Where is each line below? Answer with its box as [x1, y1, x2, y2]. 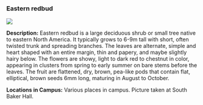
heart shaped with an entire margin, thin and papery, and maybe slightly [6, 49, 187, 56]
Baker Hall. [6, 93, 34, 100]
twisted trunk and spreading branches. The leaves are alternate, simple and [6, 42, 196, 50]
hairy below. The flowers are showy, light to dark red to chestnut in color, [6, 55, 190, 63]
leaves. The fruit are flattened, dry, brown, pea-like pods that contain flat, [6, 68, 191, 75]
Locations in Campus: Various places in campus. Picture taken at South [6, 86, 187, 93]
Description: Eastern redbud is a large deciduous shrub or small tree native [6, 29, 196, 37]
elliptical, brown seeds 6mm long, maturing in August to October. [6, 75, 169, 82]
